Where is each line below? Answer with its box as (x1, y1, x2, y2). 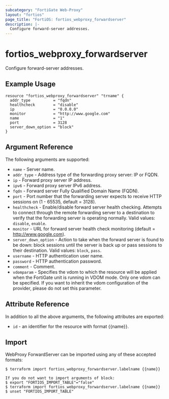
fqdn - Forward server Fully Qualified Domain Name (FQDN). (12, 188, 139, 194)
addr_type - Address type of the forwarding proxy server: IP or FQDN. (12, 172, 159, 178)
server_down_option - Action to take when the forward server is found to (12, 236, 164, 242)
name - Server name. (12, 166, 55, 172)
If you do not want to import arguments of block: (5, 376, 115, 381)
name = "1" (10, 116, 65, 121)
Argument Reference (5, 143, 73, 152)
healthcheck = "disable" (10, 102, 79, 107)
